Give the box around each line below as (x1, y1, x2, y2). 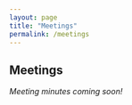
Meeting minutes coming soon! (9, 86, 123, 97)
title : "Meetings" (9, 21, 78, 30)
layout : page (9, 12, 58, 22)
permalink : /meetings (9, 29, 90, 38)
